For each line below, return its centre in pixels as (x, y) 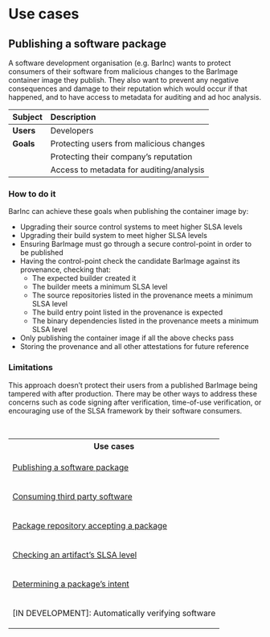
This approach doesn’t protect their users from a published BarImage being (133, 385)
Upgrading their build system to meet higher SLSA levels (113, 236)
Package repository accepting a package (90, 525)
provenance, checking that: (65, 269)
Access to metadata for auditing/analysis (127, 170)
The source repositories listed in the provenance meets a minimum (142, 295)
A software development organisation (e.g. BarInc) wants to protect (120, 63)
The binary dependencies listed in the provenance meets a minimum (145, 321)
